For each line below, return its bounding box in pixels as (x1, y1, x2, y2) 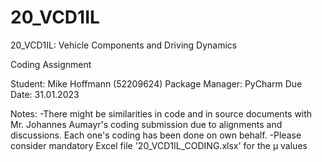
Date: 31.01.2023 (10, 88, 80, 100)
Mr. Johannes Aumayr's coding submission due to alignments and (10, 118, 283, 130)
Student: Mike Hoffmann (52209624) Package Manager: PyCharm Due (10, 77, 303, 90)
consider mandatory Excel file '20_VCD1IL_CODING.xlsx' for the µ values (10, 139, 308, 151)
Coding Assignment (10, 58, 92, 70)
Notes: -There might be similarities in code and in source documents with (10, 107, 313, 120)
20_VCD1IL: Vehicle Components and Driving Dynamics (10, 39, 238, 51)
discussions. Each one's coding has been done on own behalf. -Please (10, 129, 302, 141)
